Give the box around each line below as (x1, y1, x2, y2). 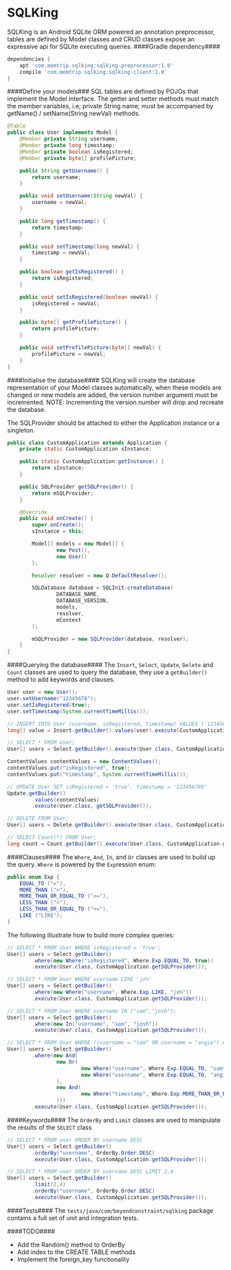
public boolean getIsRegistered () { (19, 268, 125, 275)
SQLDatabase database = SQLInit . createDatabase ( (32, 584, 174, 591)
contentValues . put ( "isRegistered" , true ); (7, 764, 131, 772)
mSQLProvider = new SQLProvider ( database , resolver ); (32, 635, 189, 642)
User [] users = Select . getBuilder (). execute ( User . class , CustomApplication (7, 746, 229, 753)
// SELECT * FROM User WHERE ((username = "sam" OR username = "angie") (7, 1040, 220, 1046)
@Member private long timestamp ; (19, 142, 115, 149)
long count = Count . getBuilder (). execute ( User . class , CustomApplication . (7, 840, 223, 847)
